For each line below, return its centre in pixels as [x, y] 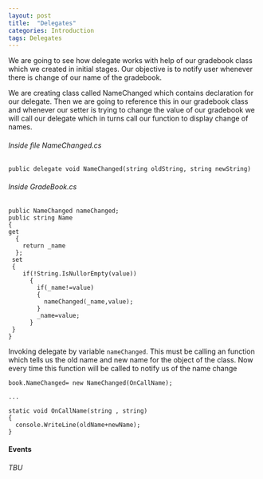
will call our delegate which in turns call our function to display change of [128, 119]
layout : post [30, 16]
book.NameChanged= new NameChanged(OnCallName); [90, 383]
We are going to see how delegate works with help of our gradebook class [130, 61]
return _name [44, 245]
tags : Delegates [35, 38]
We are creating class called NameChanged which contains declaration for [131, 93]
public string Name [41, 218]
